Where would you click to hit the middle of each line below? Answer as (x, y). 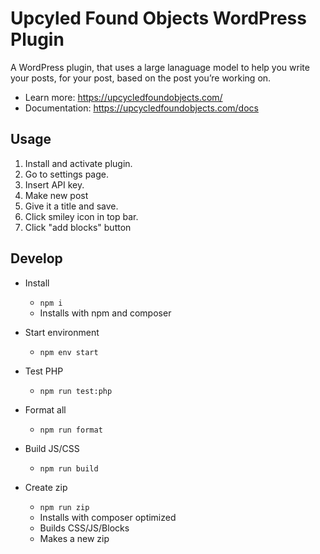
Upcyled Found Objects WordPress (158, 18)
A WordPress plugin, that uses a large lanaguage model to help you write (160, 67)
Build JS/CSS (52, 448)
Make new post (56, 195)
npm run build (69, 468)
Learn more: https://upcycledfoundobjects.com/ (123, 97)
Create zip (46, 487)
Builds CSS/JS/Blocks (84, 528)
